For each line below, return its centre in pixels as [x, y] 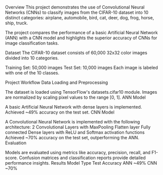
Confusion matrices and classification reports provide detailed [82, 158]
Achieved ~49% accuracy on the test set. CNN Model [60, 112]
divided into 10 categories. [32, 58]
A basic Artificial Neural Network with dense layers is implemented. [74, 107]
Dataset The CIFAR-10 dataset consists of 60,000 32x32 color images [76, 53]
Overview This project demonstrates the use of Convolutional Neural [75, 7]
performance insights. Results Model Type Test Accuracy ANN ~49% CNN [81, 163]
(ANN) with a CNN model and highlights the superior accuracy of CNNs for [81, 38]
